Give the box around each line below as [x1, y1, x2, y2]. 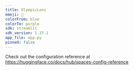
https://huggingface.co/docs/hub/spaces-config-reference [5, 58, 129, 65]
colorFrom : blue [5, 16, 39, 21]
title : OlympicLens [5, 7, 47, 12]
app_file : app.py [5, 35, 42, 40]
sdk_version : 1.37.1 [5, 30, 49, 35]
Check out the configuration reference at [5, 53, 91, 59]
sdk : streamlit [5, 26, 37, 31]
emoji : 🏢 [5, 12, 24, 17]
